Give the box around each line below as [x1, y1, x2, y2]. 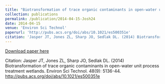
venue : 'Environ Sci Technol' [5, 26, 67, 30]
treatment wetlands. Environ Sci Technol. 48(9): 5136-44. [5, 68, 121, 74]
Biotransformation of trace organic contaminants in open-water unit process [5, 62, 160, 69]
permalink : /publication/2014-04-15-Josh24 [5, 16, 96, 21]
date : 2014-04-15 [5, 21, 41, 26]
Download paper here [5, 48, 49, 54]
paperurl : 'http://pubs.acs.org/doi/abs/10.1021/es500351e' [5, 30, 131, 35]
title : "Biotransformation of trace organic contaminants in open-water [5, 7, 157, 12]
